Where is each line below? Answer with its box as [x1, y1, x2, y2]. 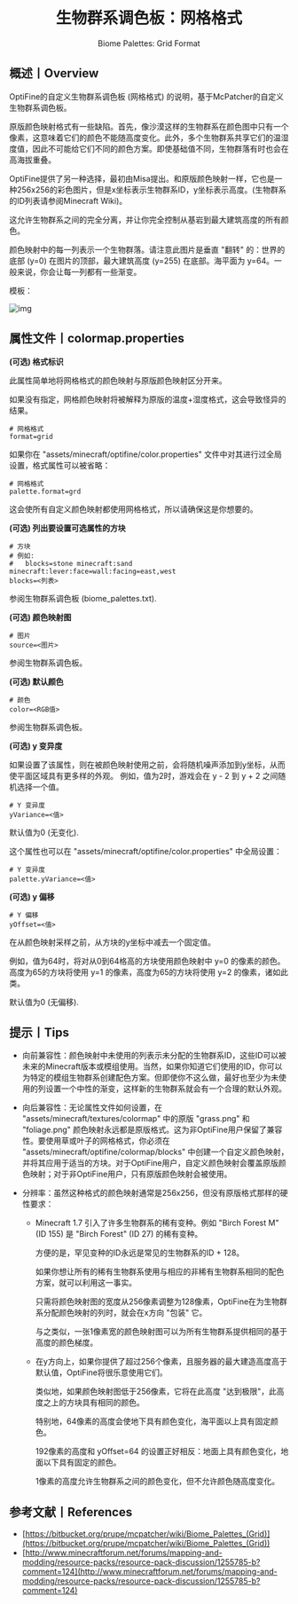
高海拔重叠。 [9, 154, 56, 165]
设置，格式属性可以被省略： [9, 460, 111, 470]
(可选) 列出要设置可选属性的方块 [9, 523, 126, 533]
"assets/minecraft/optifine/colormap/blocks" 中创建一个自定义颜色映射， [21, 1146, 289, 1158]
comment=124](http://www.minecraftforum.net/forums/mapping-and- [21, 1567, 278, 1577]
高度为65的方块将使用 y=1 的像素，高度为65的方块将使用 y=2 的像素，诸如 [9, 966, 281, 977]
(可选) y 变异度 [9, 740, 63, 751]
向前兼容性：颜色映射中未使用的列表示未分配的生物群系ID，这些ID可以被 [21, 1050, 286, 1061]
